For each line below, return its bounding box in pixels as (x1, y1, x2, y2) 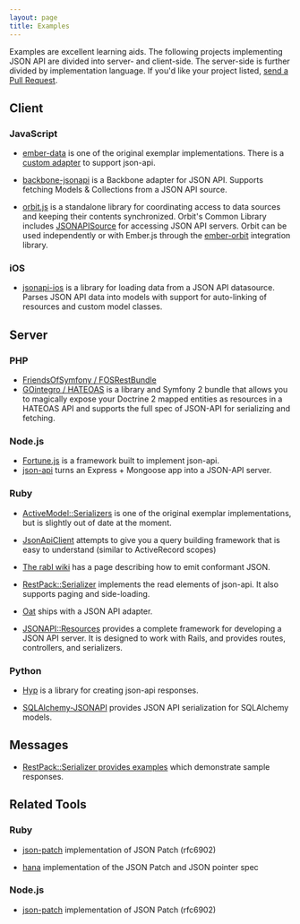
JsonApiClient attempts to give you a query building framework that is (21, 534, 280, 545)
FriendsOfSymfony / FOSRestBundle (21, 375, 157, 385)
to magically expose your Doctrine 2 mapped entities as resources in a (21, 393, 283, 404)
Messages (9, 738, 69, 753)
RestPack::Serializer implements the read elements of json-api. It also (21, 579, 279, 590)
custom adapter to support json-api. (21, 158, 156, 168)
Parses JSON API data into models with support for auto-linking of (21, 292, 267, 303)
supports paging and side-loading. (21, 588, 150, 599)
